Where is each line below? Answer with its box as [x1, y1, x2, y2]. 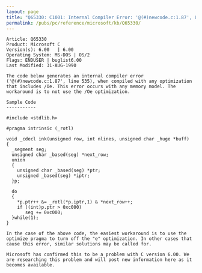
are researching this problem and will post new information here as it [6, 257, 192, 263]
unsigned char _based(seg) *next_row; [11, 152, 109, 158]
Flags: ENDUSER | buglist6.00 [6, 58, 82, 64]
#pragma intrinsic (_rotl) [6, 125, 74, 132]
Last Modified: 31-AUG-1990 [6, 62, 77, 69]
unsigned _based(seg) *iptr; [17, 173, 90, 179]
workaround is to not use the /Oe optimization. [6, 89, 130, 95]
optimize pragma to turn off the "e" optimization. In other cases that [6, 236, 192, 242]
